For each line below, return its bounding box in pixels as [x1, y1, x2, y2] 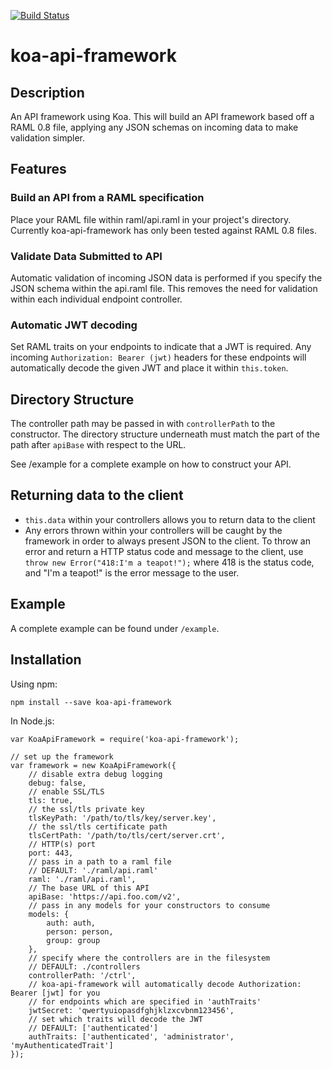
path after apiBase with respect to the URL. [10, 439, 187, 451]
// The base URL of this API [28, 883, 150, 893]
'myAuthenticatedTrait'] [10, 1040, 114, 1050]
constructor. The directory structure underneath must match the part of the [10, 428, 320, 440]
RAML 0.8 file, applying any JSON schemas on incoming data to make [10, 121, 299, 133]
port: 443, [28, 848, 74, 858]
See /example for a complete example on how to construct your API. [10, 458, 292, 470]
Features [10, 161, 67, 178]
